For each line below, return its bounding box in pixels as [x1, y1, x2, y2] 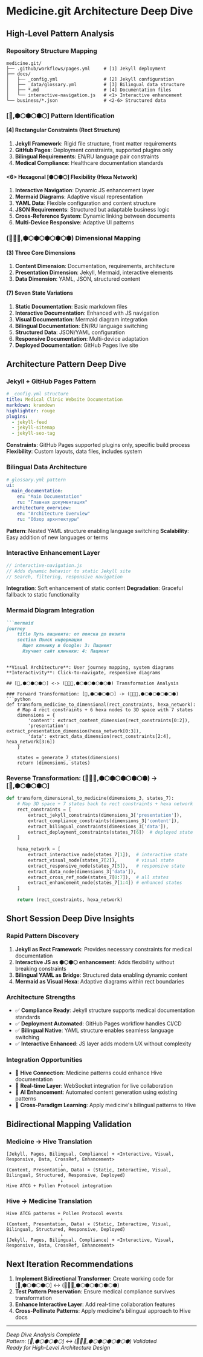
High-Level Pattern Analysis [6, 28, 115, 39]
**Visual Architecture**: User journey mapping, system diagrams [6, 664, 174, 671]
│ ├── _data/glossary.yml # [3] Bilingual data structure [6, 81, 185, 87]
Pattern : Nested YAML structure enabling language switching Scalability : [6, 527, 189, 534]
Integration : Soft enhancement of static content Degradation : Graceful [6, 585, 183, 592]
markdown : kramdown [6, 402, 56, 408]
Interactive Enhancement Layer [6, 549, 100, 557]
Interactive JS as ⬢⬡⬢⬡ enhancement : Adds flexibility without [14, 958, 175, 965]
